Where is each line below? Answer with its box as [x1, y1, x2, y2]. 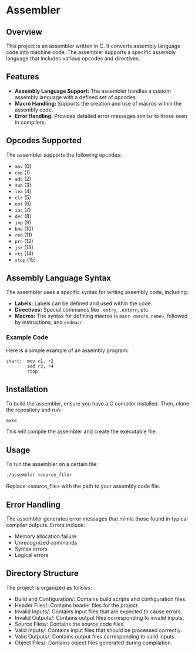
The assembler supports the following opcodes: [6, 151, 122, 158]
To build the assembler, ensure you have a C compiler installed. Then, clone [6, 400, 190, 407]
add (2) [14, 175, 31, 182]
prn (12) [14, 237, 33, 244]
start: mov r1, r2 [6, 358, 54, 364]
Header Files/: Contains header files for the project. [14, 602, 139, 609]
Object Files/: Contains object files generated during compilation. [14, 639, 173, 646]
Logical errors [14, 551, 49, 558]
